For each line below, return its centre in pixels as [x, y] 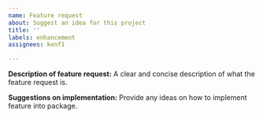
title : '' [24, 30]
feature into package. [43, 106]
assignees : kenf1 [37, 45]
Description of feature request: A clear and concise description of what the [132, 74]
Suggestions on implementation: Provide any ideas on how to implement [128, 98]
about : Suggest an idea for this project [77, 23]
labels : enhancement [42, 37]
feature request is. [38, 83]
